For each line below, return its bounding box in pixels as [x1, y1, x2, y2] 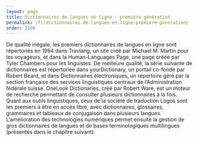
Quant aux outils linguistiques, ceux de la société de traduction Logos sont [6, 98, 188, 105]
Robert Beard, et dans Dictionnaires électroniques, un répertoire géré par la [6, 72, 190, 79]
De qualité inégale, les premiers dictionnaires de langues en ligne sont [6, 41, 177, 48]
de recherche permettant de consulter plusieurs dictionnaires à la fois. [6, 91, 177, 98]
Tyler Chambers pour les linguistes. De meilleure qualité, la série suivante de [6, 60, 193, 67]
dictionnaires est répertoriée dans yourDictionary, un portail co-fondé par [6, 66, 185, 73]
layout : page [6, 8, 38, 15]
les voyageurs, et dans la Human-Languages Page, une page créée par [6, 53, 180, 61]
